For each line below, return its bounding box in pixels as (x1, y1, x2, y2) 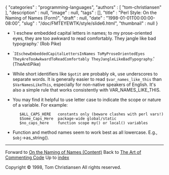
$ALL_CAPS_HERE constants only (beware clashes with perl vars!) (19, 112, 164, 117)
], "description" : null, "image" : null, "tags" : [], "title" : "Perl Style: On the (5, 10, 157, 16)
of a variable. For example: (12, 102, 68, 108)
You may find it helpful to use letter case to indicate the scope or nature (12, 97, 161, 103)
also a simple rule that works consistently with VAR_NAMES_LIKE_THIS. (12, 87, 161, 93)
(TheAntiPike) (12, 61, 41, 67)
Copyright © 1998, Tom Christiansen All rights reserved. (5, 164, 122, 170)
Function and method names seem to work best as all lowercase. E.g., (12, 129, 157, 135)
